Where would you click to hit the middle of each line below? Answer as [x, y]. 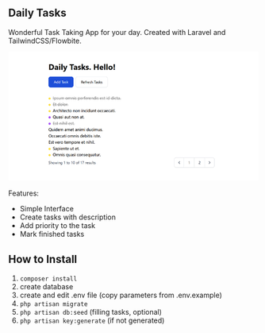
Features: [24, 193]
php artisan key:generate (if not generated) [92, 320]
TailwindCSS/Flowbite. [45, 41]
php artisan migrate [54, 304]
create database [46, 287]
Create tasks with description [68, 217]
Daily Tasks [37, 13]
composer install [48, 279]
